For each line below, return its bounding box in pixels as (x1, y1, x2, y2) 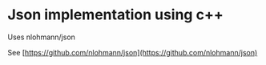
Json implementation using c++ (7, 6, 224, 24)
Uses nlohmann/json (7, 32, 75, 42)
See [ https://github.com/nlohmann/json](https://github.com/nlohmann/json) (7, 47, 258, 57)
